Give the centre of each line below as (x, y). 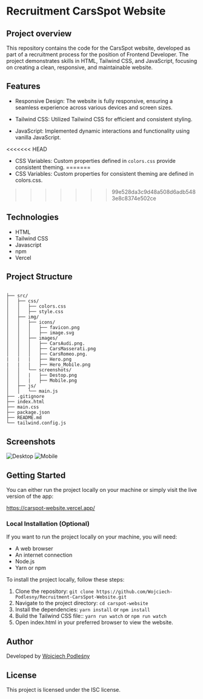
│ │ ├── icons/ (31, 322)
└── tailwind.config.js (36, 423)
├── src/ (17, 296)
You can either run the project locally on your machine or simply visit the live (102, 490)
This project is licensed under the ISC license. (64, 689)
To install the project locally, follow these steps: (65, 580)
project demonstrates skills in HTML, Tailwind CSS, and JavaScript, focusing (102, 61)
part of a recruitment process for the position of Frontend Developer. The (98, 55)
